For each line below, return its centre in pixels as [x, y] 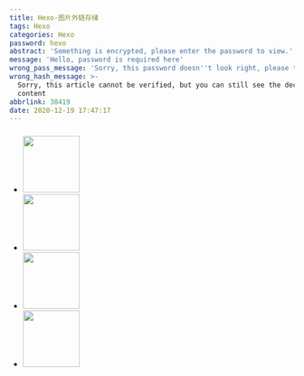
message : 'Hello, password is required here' [96, 60]
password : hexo [38, 43]
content [32, 93]
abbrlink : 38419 [40, 102]
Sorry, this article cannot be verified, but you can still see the [149, 85]
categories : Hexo [42, 34]
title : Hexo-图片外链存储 [54, 18]
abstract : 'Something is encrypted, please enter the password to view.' [152, 52]
